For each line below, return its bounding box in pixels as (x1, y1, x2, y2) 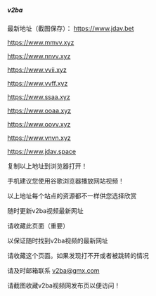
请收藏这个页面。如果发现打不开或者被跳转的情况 (7, 251, 149, 259)
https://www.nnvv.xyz (7, 51, 71, 60)
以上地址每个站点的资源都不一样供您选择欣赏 (7, 191, 137, 200)
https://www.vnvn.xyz (7, 134, 72, 142)
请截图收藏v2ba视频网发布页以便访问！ (7, 281, 121, 290)
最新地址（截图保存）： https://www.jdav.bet (7, 24, 135, 32)
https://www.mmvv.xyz (7, 38, 74, 46)
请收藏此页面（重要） (7, 221, 69, 230)
